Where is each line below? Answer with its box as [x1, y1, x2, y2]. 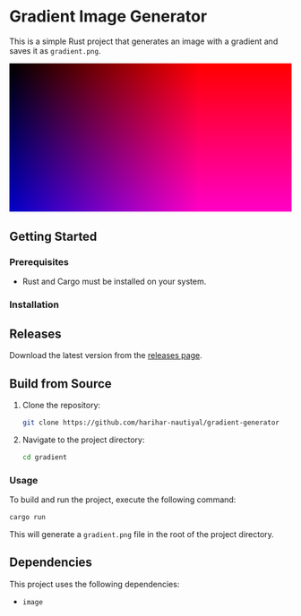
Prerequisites [9, 256, 69, 269]
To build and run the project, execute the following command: [9, 494, 236, 505]
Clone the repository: [21, 399, 101, 410]
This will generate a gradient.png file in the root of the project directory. [9, 528, 275, 539]
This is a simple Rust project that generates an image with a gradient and [9, 36, 279, 47]
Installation [9, 298, 60, 311]
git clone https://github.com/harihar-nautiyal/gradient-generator [21, 418, 279, 427]
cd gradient [21, 452, 67, 462]
